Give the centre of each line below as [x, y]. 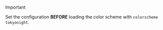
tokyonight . [17, 22]
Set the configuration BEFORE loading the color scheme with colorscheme [82, 17]
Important [15, 7]
